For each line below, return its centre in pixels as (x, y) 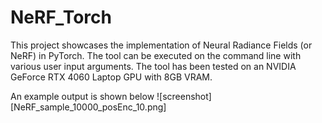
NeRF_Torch (61, 17)
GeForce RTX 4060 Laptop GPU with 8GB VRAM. (111, 77)
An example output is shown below (82, 96)
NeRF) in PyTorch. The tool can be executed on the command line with (156, 55)
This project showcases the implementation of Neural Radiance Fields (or (161, 45)
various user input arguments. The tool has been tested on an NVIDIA (153, 66)
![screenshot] (184, 96)
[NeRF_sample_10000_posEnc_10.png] (88, 107)
